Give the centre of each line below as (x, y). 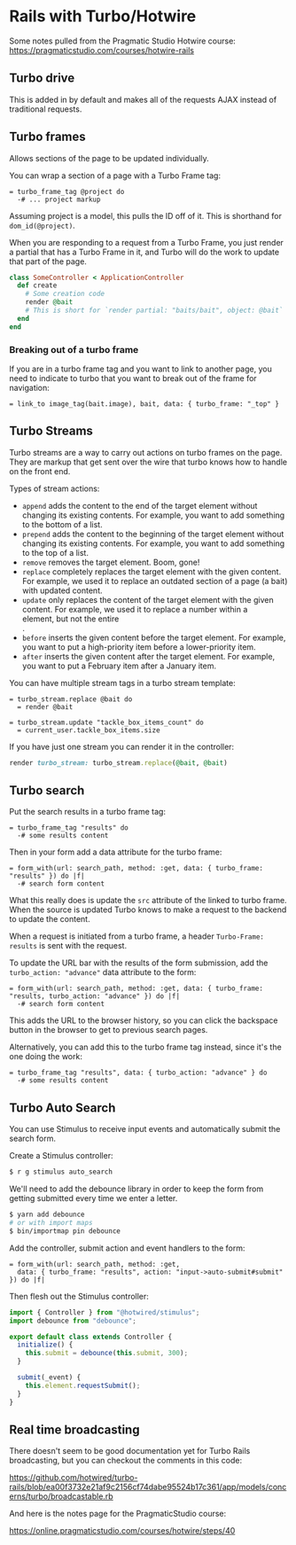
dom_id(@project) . (42, 225)
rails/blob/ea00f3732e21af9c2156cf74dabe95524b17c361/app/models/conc (148, 1487)
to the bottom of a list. (62, 524)
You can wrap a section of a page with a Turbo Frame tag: (115, 176)
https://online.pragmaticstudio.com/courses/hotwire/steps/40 (122, 1531)
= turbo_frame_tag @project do (67, 191)
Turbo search (47, 791)
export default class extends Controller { (91, 1337)
